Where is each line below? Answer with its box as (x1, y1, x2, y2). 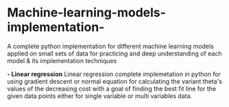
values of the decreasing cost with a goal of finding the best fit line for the (7, 84, 217, 93)
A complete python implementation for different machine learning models (7, 42, 215, 50)
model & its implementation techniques (7, 56, 117, 64)
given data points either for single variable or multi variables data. (7, 91, 193, 100)
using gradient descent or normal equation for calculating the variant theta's (7, 77, 223, 85)
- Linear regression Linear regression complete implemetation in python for (7, 70, 221, 78)
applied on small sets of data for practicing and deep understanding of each (7, 49, 222, 58)
